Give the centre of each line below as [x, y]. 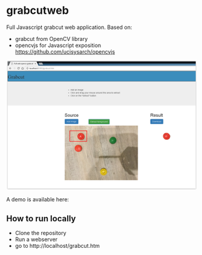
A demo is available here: [38, 200]
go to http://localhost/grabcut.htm [57, 246]
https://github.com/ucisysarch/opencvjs [65, 51]
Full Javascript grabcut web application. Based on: [69, 27]
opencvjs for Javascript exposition [58, 45]
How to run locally [41, 219]
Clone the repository [41, 233]
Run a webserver [36, 239]
